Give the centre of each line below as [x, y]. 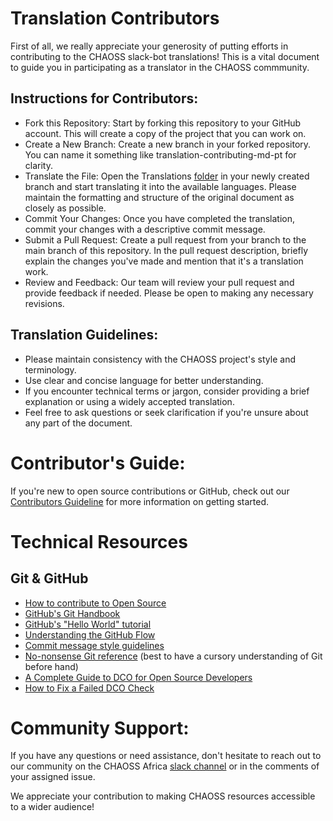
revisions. [44, 303]
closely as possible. [65, 208]
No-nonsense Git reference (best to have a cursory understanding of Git [173, 656]
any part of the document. [78, 423]
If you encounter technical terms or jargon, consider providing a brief [167, 391]
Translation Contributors [115, 18]
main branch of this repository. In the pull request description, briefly [166, 250]
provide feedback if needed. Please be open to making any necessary [169, 293]
